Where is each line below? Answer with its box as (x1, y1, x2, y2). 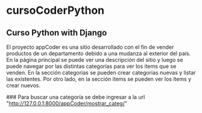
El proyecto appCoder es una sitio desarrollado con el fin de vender (6, 43, 174, 50)
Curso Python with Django (6, 28, 107, 38)
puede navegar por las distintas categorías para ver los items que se (6, 63, 177, 70)
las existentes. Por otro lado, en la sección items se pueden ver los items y (6, 76, 192, 82)
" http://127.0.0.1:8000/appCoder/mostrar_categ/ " (6, 100, 128, 107)
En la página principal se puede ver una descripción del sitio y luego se (6, 56, 183, 63)
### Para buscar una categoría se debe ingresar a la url (6, 94, 145, 100)
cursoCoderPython (6, 4, 105, 17)
